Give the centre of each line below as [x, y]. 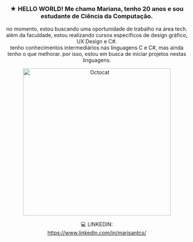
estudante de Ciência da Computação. [97, 16]
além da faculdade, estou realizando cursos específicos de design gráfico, [97, 35]
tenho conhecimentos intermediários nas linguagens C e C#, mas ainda [97, 48]
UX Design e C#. [97, 42]
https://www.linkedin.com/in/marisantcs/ [97, 233]
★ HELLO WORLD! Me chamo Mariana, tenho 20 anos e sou [97, 9]
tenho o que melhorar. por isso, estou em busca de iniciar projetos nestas [97, 54]
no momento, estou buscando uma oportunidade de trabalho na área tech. [97, 29]
